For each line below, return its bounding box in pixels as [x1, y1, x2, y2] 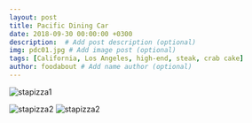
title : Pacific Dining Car [9, 21, 109, 30]
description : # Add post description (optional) [9, 37, 197, 47]
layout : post [9, 12, 58, 22]
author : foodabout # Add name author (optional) [9, 63, 193, 72]
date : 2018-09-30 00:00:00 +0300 [9, 29, 133, 38]
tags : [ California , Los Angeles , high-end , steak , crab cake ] [9, 54, 244, 63]
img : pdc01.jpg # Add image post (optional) [9, 46, 177, 55]
